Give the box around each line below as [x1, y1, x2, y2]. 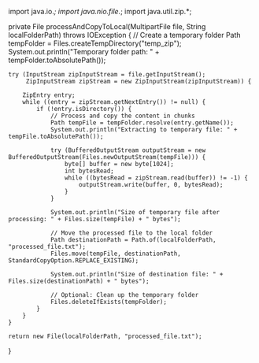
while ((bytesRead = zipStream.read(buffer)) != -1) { [64, 174, 248, 182]
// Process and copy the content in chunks [50, 112, 195, 120]
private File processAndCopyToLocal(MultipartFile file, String [8, 22, 206, 31]
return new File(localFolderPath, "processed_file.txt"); [8, 332, 202, 340]
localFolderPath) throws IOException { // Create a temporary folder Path [8, 31, 242, 39]
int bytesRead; [64, 167, 114, 175]
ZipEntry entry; [22, 91, 76, 99]
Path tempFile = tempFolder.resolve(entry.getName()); [50, 119, 235, 127]
